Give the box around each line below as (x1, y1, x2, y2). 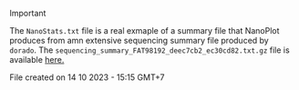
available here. (9, 55, 65, 65)
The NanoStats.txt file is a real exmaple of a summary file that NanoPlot (9, 25, 280, 35)
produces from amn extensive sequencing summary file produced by (9, 35, 269, 45)
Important (9, 8, 46, 18)
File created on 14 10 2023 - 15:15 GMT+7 (9, 72, 166, 83)
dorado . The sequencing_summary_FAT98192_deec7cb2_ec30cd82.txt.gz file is (9, 45, 290, 55)
